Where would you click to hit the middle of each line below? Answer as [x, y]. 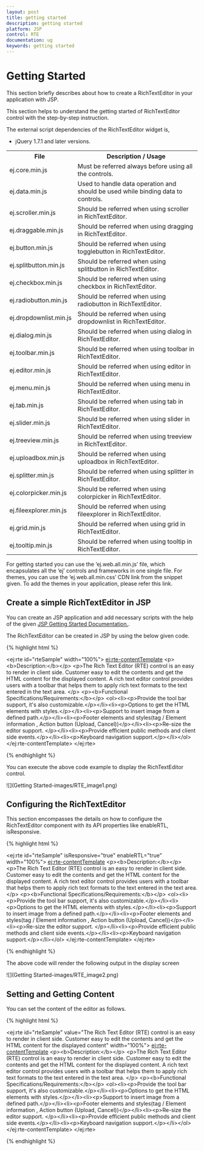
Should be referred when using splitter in [136, 471]
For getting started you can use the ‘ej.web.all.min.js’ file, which [86, 564]
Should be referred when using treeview [135, 436]
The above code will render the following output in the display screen [93, 963]
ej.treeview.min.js [34, 440]
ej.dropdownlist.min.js [40, 317]
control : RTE [23, 35]
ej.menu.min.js [30, 387]
